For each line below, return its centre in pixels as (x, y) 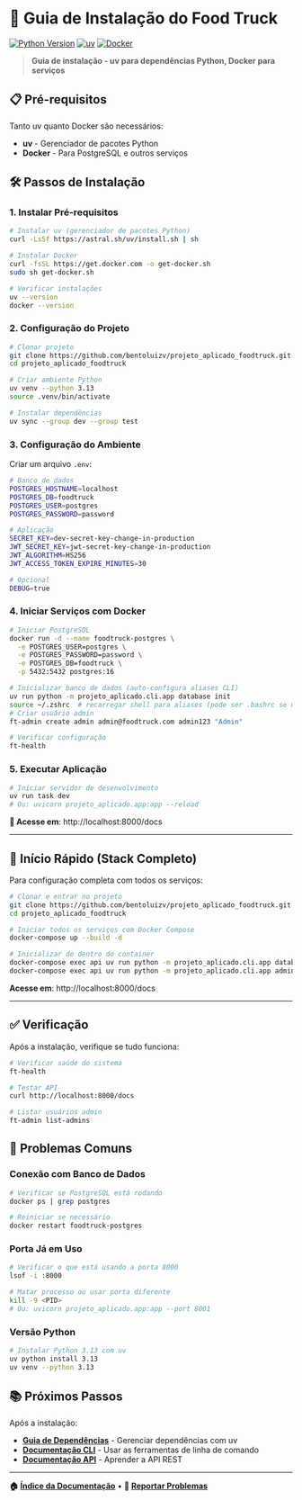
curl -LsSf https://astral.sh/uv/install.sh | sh (104, 239)
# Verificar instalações (56, 288)
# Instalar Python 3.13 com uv (68, 1351)
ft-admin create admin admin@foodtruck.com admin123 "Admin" (126, 722)
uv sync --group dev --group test (74, 421)
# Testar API (34, 1088)
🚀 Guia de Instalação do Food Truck (144, 18)
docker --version (42, 305)
